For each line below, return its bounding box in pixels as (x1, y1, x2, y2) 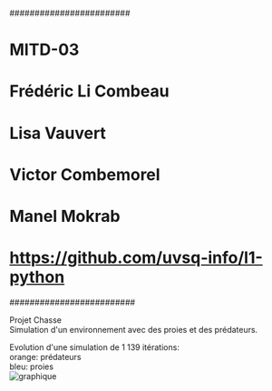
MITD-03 (9, 40, 80, 60)
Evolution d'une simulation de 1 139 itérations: (9, 341, 180, 353)
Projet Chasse (9, 314, 62, 326)
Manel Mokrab (9, 206, 121, 226)
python (9, 267, 65, 287)
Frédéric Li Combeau (9, 81, 170, 102)
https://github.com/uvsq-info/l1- (9, 247, 263, 268)
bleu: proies (9, 361, 54, 372)
